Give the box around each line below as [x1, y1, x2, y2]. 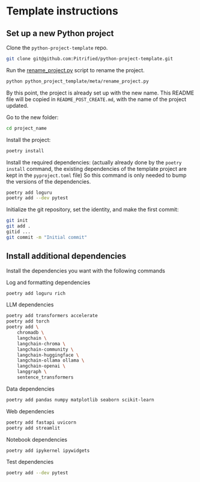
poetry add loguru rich [6, 290, 66, 296]
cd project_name [6, 125, 47, 131]
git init [6, 218, 28, 224]
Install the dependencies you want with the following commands [6, 267, 165, 274]
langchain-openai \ [17, 363, 66, 369]
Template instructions [6, 4, 118, 18]
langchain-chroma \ [17, 341, 66, 347]
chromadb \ [17, 330, 44, 336]
